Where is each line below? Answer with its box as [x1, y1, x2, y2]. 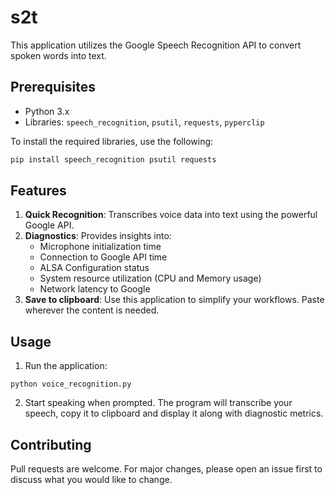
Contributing [10, 436, 92, 453]
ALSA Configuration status [39, 262, 150, 274]
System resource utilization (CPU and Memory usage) [39, 272, 262, 285]
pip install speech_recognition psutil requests [10, 154, 217, 165]
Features [10, 182, 67, 200]
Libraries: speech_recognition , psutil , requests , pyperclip [24, 116, 265, 128]
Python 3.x [24, 105, 70, 117]
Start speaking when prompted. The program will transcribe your [24, 397, 293, 409]
